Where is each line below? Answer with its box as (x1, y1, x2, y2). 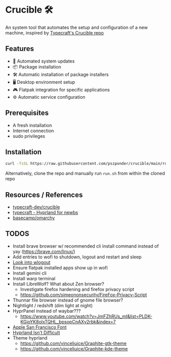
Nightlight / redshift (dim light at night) (12, 302, 93, 308)
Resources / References (5, 190, 83, 199)
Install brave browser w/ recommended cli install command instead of (12, 243, 159, 249)
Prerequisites (5, 109, 49, 117)
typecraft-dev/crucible (12, 204, 60, 210)
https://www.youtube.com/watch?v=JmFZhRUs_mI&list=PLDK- (20, 313, 153, 319)
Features (5, 44, 34, 53)
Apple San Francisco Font (12, 324, 67, 330)
